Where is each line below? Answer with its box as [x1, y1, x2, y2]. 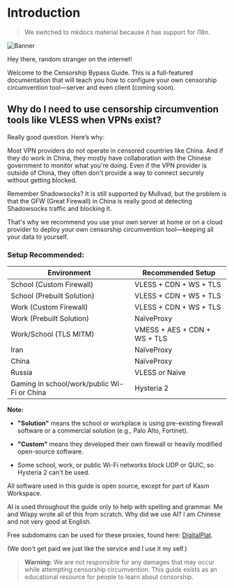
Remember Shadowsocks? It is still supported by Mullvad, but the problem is [7, 189, 227, 198]
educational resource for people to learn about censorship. [24, 573, 194, 581]
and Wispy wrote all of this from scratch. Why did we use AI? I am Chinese [7, 510, 221, 518]
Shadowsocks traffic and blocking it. [7, 204, 112, 212]
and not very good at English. [7, 518, 92, 526]
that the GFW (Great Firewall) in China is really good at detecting [7, 196, 193, 205]
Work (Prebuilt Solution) [10, 314, 89, 323]
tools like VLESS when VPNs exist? [7, 114, 162, 126]
